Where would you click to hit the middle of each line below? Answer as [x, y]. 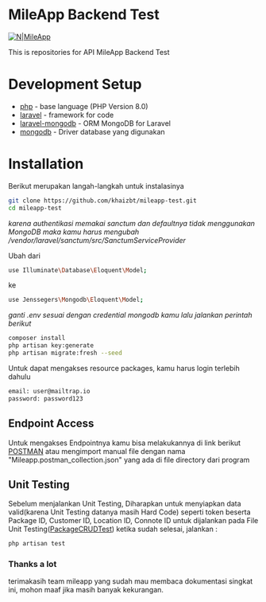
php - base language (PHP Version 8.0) [84, 106]
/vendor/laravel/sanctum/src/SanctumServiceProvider [97, 240]
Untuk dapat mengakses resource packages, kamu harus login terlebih [124, 368]
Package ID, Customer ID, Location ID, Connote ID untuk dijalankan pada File [133, 521]
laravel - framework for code [67, 115]
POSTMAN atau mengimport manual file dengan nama [97, 451]
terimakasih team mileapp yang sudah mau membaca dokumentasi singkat [131, 581]
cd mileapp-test [35, 208]
